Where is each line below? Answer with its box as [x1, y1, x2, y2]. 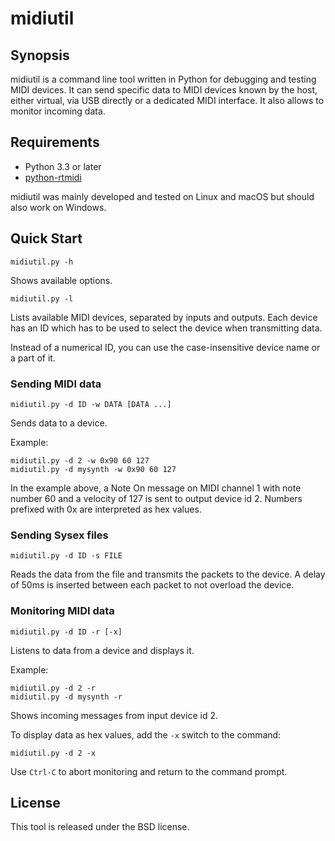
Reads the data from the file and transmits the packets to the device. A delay [10, 568, 326, 581]
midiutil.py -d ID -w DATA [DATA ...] [10, 399, 172, 409]
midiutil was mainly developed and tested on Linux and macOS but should [10, 190, 315, 202]
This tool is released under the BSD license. [10, 821, 190, 833]
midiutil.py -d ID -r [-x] [10, 627, 123, 637]
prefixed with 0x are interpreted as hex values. [10, 503, 202, 515]
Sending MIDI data [10, 377, 102, 391]
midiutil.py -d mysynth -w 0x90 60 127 [10, 464, 177, 474]
